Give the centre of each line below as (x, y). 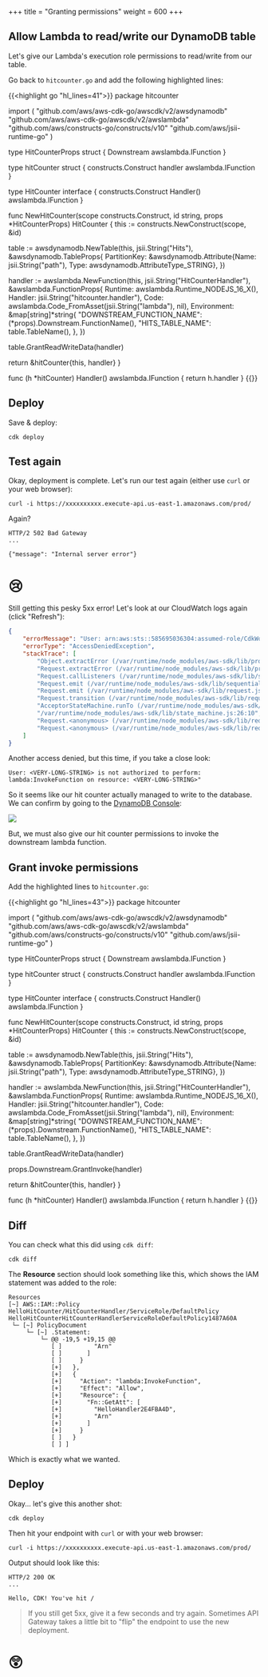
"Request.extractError (75, 668)
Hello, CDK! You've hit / (51, 1598)
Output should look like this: (54, 1563)
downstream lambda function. (57, 843)
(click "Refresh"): (37, 617)
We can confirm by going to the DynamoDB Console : (95, 803)
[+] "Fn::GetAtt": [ (96, 1403)
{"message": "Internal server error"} (73, 554)
